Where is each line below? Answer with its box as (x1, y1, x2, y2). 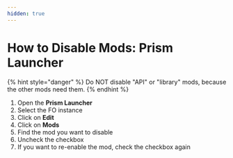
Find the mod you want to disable (17, 128, 113, 136)
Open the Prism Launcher (17, 98, 93, 107)
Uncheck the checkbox (17, 135, 84, 143)
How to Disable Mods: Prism (7, 39, 174, 55)
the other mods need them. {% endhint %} (7, 85, 129, 94)
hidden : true (7, 10, 45, 17)
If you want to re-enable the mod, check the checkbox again (17, 143, 191, 151)
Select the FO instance (17, 105, 83, 114)
